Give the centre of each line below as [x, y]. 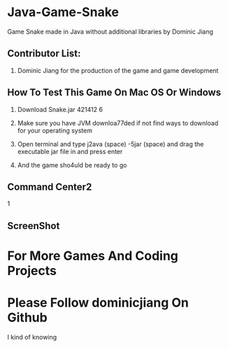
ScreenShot [34, 226]
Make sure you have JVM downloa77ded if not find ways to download [118, 123]
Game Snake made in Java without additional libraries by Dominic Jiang [110, 32]
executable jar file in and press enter [70, 151]
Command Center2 [50, 187]
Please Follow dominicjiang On [98, 303]
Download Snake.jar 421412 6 [60, 109]
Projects [32, 271]
